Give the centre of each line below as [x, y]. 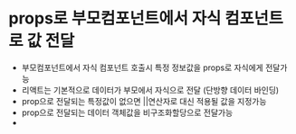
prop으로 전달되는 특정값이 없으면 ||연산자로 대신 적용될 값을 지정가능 [144, 101]
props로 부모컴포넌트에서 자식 [115, 18]
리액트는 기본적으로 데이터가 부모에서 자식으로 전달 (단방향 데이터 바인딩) [150, 90]
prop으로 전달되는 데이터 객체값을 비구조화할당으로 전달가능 [127, 112]
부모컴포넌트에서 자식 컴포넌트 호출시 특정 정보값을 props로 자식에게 [142, 67]
